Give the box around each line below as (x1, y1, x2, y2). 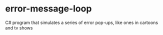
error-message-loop (5, 3, 92, 14)
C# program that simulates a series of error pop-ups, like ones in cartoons (5, 19, 158, 25)
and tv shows (5, 24, 33, 30)
